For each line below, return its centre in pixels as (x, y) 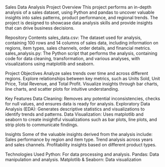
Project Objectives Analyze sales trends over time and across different (77, 73)
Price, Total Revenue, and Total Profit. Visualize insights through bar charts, (82, 84)
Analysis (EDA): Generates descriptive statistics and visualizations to (75, 109)
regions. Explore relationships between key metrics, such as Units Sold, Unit (83, 79)
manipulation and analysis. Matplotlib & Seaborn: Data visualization (73, 159)
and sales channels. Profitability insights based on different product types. (81, 145)
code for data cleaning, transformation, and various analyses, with (73, 58)
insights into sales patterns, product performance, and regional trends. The (82, 17)
